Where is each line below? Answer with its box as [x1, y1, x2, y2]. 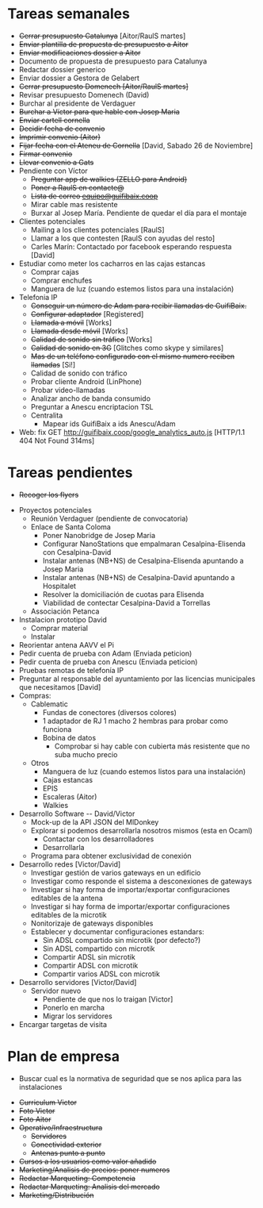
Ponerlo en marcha [42, 1002, 105, 1012]
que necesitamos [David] [18, 682, 101, 691]
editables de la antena [30, 893, 104, 902]
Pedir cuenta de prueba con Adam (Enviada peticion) [18, 648, 192, 658]
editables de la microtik [30, 910, 108, 919]
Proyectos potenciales [18, 505, 92, 514]
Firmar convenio [18, 148, 73, 159]
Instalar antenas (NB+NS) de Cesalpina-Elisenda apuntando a [42, 556, 244, 565]
